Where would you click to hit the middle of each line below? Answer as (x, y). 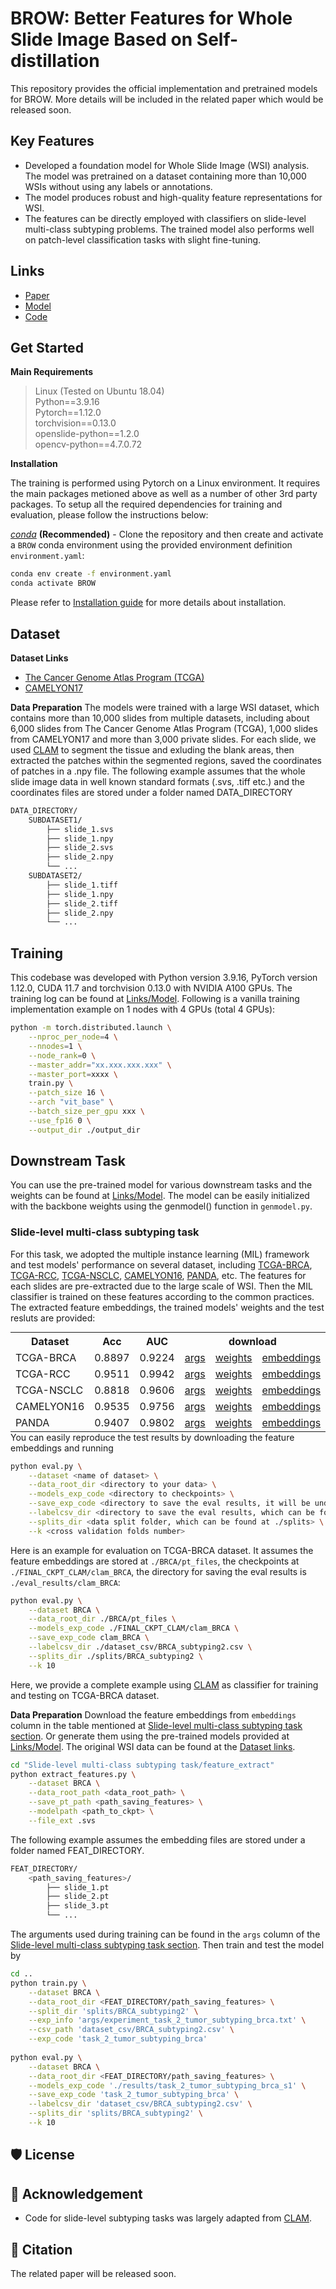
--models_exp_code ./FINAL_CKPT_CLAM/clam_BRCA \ (134, 1628)
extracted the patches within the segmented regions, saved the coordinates (166, 760)
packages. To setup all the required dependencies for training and (146, 504)
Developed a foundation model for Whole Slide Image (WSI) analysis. (167, 165)
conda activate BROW (53, 583)
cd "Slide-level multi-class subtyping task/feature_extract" (142, 1765)
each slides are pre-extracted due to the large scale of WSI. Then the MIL (161, 1286)
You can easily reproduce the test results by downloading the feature (152, 1437)
